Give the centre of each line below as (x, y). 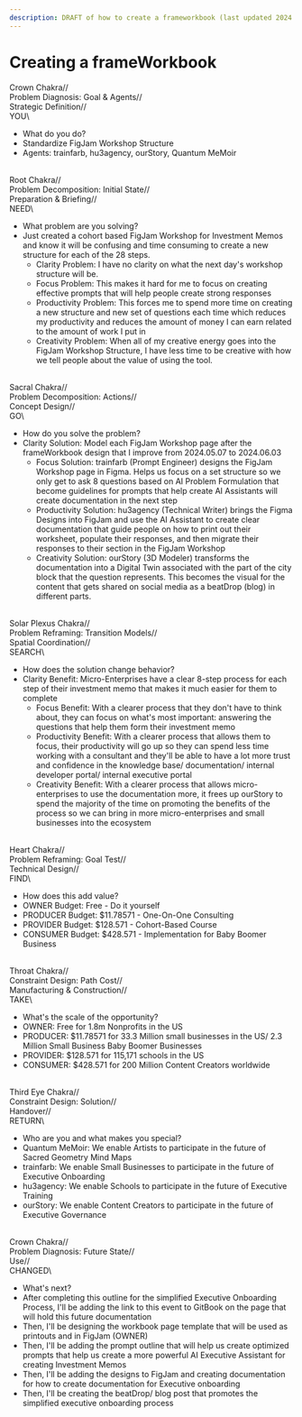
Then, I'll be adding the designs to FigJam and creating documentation (154, 1374)
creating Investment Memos (74, 1364)
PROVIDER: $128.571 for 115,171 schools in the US (113, 1055)
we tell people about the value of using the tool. (124, 360)
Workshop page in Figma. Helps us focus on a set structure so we (158, 471)
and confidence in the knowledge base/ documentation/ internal (155, 765)
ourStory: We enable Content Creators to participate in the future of (148, 1205)
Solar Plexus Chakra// (50, 623)
